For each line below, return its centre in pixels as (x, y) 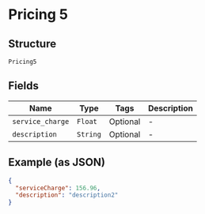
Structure (32, 44)
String (89, 134)
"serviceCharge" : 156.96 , (58, 188)
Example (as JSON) (57, 162)
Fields (24, 86)
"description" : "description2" (67, 195)
